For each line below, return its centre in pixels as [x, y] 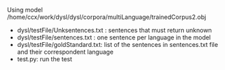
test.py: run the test [44, 59]
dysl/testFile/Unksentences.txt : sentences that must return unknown [114, 30]
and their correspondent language [65, 52]
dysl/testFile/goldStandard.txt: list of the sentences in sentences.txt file [118, 45]
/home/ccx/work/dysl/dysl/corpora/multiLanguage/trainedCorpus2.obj [107, 17]
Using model [25, 10]
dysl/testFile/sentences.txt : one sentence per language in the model [114, 37]
